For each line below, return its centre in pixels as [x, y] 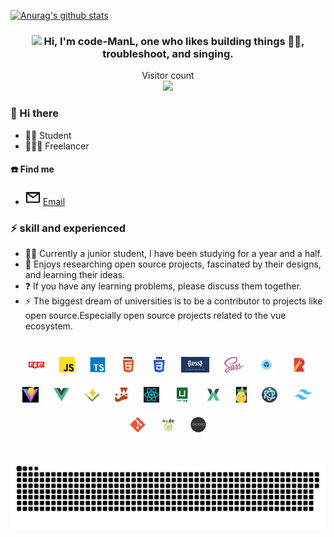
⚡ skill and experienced [68, 228]
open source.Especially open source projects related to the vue [155, 316]
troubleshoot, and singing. [168, 53]
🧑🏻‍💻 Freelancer [57, 146]
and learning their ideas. [75, 275]
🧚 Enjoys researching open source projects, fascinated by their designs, [173, 264]
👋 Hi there [35, 113]
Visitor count [168, 76]
